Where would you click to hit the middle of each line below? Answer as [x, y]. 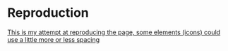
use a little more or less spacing [54, 39]
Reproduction [48, 13]
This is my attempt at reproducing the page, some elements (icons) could [114, 32]
